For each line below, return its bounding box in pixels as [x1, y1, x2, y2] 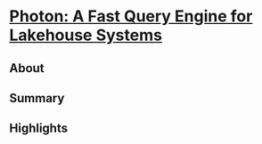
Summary [9, 91, 65, 106]
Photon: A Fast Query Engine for [9, 6, 253, 27]
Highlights [9, 121, 69, 136]
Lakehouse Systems [9, 25, 163, 45]
